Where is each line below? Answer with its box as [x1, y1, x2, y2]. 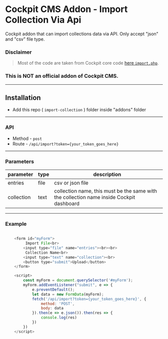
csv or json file [54, 179, 88, 186]
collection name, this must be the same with [54, 187, 157, 194]
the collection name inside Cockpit [54, 194, 135, 201]
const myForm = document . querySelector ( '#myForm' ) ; [23, 278, 133, 283]
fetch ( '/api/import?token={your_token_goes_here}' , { [31, 296, 146, 301]
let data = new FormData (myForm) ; [31, 292, 104, 297]
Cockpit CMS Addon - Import [5, 4, 128, 15]
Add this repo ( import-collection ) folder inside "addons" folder [12, 107, 146, 113]
